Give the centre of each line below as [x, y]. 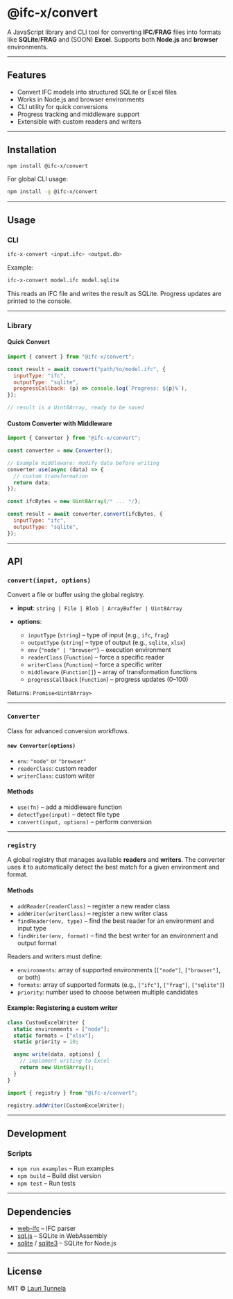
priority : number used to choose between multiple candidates [107, 992]
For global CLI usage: [37, 179]
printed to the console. [40, 301]
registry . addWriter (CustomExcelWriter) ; [67, 1105]
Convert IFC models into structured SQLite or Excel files [97, 92]
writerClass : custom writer [56, 776]
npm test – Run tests [46, 1184]
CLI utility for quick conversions [62, 106]
